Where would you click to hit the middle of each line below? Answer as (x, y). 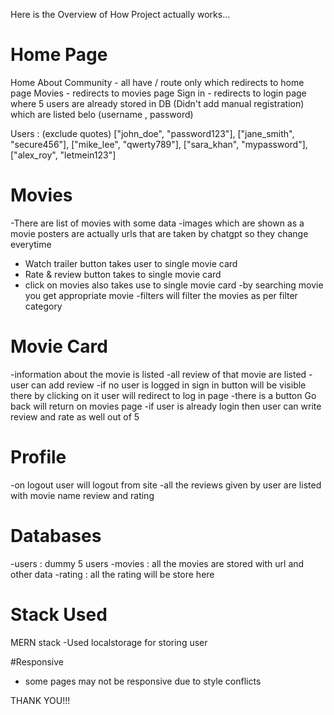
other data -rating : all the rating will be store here (112, 574)
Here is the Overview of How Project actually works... (120, 14)
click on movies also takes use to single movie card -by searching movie (174, 285)
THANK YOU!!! (40, 700)
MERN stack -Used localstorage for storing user (109, 642)
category (43, 306)
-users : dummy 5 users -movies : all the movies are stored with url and (157, 563)
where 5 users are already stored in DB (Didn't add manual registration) (157, 103)
